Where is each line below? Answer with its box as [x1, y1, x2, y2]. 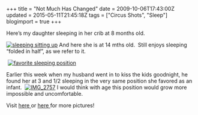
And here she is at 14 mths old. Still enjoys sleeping [59, 42, 187, 48]
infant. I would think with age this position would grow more [6, 84, 187, 91]
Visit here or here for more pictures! [6, 102, 95, 109]
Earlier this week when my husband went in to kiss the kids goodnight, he [6, 71, 188, 78]
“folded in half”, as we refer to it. [6, 48, 86, 55]
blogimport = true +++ [6, 18, 62, 25]
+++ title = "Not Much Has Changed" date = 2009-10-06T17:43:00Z [6, 5, 175, 12]
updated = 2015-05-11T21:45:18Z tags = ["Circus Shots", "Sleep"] [6, 11, 168, 19]
